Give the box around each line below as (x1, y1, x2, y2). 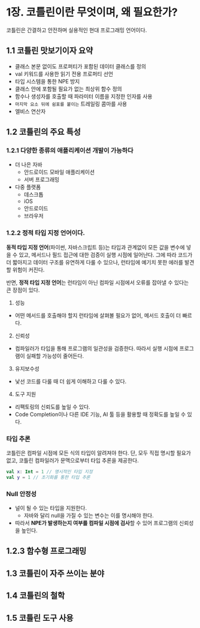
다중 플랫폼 (14, 183, 41, 191)
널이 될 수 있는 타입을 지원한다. (14, 505, 87, 512)
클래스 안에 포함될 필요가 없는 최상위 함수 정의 (14, 85, 122, 92)
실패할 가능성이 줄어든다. (26, 352, 84, 360)
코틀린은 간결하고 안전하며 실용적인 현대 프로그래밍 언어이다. (6, 26, 147, 34)
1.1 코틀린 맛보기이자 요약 (6, 46, 93, 56)
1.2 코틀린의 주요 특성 (6, 127, 81, 137)
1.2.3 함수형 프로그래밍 (6, 546, 87, 556)
